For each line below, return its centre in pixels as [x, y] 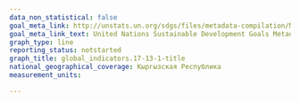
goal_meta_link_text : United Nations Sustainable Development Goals [139, 34]
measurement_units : [46, 75]
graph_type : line [42, 42]
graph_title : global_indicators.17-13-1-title [97, 58]
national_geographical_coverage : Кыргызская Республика [115, 67]
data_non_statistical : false [63, 17]
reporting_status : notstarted [66, 50]
